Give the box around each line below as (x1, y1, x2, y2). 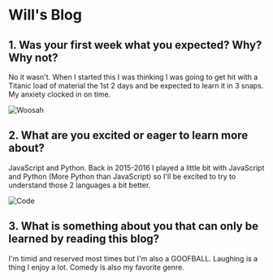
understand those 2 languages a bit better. (8, 180, 151, 190)
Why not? (8, 50, 58, 64)
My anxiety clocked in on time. (8, 89, 111, 99)
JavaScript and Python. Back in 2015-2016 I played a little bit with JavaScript (8, 162, 265, 172)
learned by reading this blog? (8, 232, 160, 246)
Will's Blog (8, 6, 83, 24)
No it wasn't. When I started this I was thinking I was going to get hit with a (8, 72, 258, 82)
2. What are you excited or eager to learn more (8, 128, 249, 143)
